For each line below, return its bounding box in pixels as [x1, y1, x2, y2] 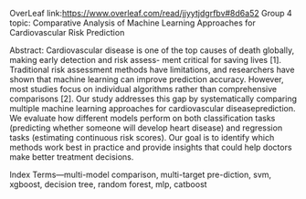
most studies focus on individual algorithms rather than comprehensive [9, 84, 278, 94]
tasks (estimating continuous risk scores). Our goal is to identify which [9, 132, 275, 142]
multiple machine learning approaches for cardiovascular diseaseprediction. [9, 103, 296, 113]
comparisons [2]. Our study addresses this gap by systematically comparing [9, 93, 298, 104]
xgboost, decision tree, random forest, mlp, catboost [9, 179, 207, 190]
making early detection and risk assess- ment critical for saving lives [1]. [9, 55, 281, 65]
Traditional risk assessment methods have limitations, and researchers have [9, 64, 295, 75]
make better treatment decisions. [9, 152, 134, 162]
